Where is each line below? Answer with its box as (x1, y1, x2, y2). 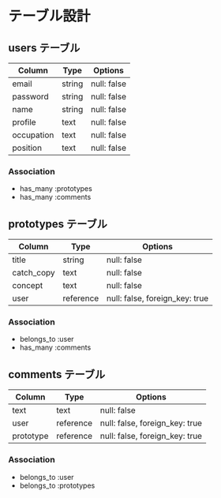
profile (12, 117, 37, 127)
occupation (12, 129, 54, 140)
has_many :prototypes (19, 184, 92, 193)
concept (12, 280, 43, 291)
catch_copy (12, 268, 55, 279)
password (12, 92, 49, 102)
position (12, 143, 42, 153)
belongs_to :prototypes (19, 481, 96, 490)
